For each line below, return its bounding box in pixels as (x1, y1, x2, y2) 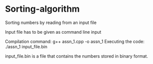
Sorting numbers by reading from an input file (5, 20, 96, 25)
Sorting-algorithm (5, 3, 80, 15)
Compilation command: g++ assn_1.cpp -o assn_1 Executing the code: (5, 38, 145, 44)
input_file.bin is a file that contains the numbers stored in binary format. (5, 53, 149, 59)
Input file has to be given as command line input (5, 29, 101, 35)
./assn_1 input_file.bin (5, 43, 48, 49)
